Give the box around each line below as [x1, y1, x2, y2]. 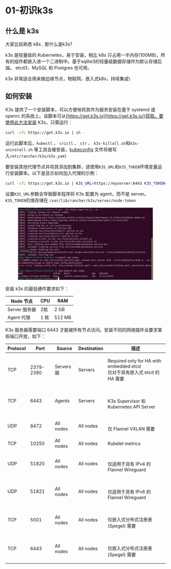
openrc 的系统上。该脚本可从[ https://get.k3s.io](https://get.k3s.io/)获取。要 [5, 113, 164, 119]
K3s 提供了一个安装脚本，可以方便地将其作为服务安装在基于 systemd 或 [5, 106, 156, 112]
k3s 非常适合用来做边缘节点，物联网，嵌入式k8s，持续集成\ [5, 76, 131, 82]
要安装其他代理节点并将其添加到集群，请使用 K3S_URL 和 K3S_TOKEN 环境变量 [5, 163, 158, 170]
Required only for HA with [107, 358, 161, 364]
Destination [78, 345, 103, 351]
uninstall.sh [5, 147, 33, 152]
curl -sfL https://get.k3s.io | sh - [5, 130, 85, 135]
